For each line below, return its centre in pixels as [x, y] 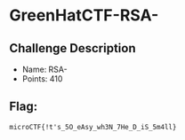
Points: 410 [42, 79]
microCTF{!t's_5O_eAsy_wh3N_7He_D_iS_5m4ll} [93, 127]
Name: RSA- [45, 69]
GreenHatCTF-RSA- [84, 16]
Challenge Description [72, 48]
